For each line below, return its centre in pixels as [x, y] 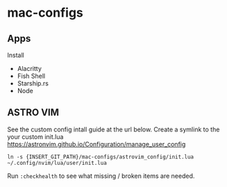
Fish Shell [31, 76]
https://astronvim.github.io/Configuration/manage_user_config [96, 144]
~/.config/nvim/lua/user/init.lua [57, 163]
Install [16, 55]
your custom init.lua [35, 136]
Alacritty [29, 68]
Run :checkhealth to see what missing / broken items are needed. [101, 176]
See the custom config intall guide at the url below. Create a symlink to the [113, 129]
